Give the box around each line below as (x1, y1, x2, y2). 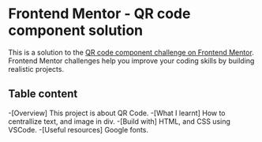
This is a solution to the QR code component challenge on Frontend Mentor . (8, 47, 254, 57)
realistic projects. (8, 64, 65, 73)
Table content (8, 88, 78, 101)
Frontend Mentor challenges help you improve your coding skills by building (8, 56, 255, 65)
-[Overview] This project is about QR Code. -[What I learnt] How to (8, 108, 226, 118)
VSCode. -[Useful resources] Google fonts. (8, 125, 148, 134)
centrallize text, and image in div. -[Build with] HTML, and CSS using (8, 116, 231, 126)
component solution (8, 21, 144, 39)
